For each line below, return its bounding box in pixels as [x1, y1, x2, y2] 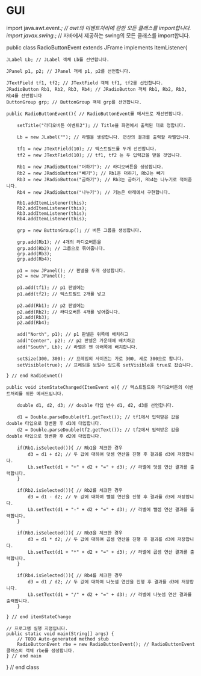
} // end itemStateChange [6, 613, 71, 620]
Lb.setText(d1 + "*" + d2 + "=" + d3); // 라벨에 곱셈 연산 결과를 [28, 549, 188, 555]
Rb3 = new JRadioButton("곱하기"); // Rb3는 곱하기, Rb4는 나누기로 [17, 176, 178, 182]
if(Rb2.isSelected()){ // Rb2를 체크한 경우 [17, 487, 123, 494]
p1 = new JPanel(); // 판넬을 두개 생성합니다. [17, 267, 126, 274]
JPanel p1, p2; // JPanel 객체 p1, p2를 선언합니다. [6, 68, 131, 74]
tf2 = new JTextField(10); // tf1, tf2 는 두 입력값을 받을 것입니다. [17, 152, 182, 158]
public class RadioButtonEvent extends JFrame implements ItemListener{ [6, 43, 188, 51]
